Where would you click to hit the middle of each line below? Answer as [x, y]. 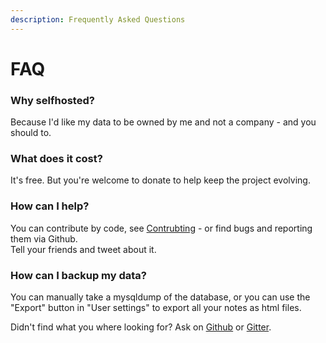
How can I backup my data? [78, 275]
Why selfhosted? [52, 100]
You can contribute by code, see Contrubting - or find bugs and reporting [161, 228]
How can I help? [50, 206]
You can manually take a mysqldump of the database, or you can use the [160, 297]
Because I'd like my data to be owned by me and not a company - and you [163, 122]
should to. [31, 133]
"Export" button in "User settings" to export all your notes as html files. [156, 307]
